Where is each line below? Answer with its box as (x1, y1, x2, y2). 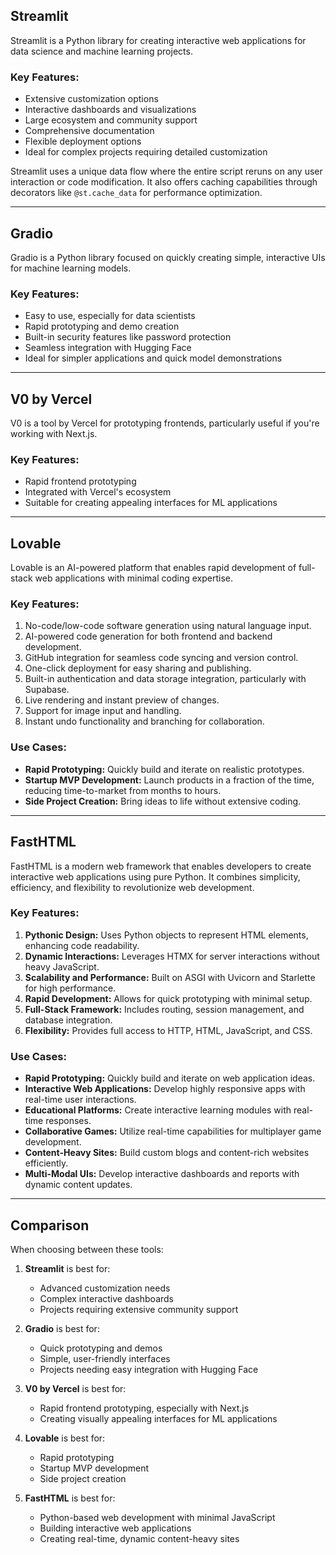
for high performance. (24, 982, 117, 994)
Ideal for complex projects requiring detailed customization (24, 146, 268, 158)
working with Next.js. (10, 428, 98, 440)
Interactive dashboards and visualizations (24, 104, 197, 116)
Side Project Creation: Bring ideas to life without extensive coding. (24, 795, 302, 807)
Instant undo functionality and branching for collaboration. (24, 715, 265, 728)
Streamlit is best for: (24, 1262, 111, 1274)
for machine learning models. (10, 262, 132, 274)
